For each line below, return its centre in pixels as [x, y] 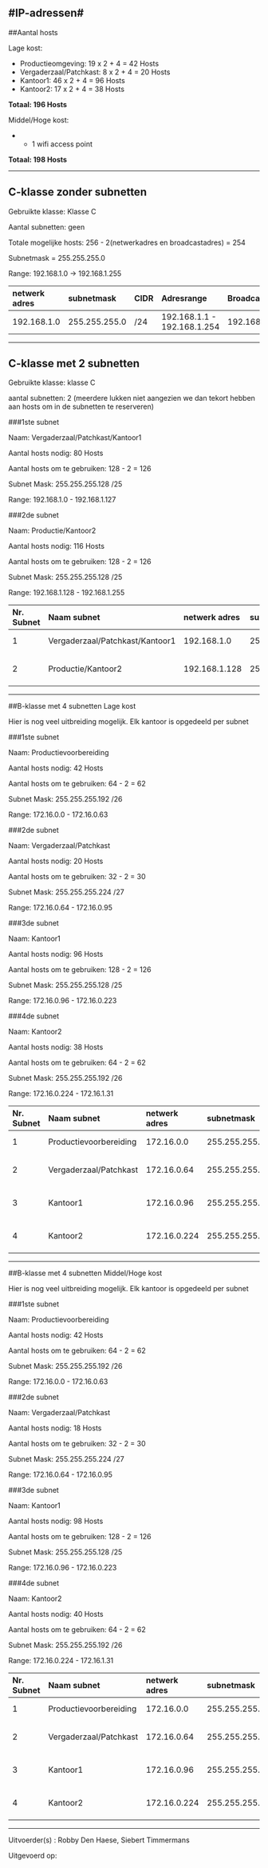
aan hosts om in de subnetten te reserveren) [81, 406]
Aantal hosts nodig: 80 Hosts [56, 453]
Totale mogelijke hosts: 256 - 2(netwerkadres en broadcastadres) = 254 [127, 242]
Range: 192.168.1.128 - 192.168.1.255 [67, 593]
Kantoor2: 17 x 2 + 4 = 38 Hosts [72, 89]
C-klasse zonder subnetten [78, 192]
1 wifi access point [62, 144]
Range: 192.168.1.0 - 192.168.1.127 [62, 500]
